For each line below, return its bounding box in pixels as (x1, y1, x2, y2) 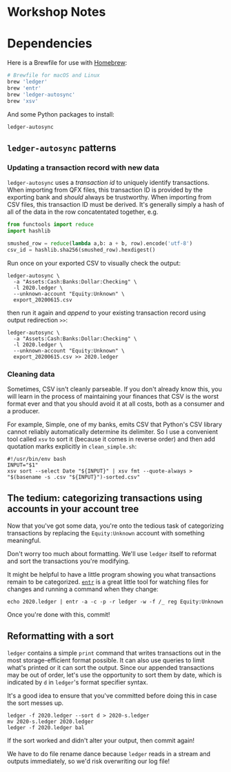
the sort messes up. (7, 698, 64, 707)
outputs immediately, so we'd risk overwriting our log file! (7, 757, 170, 765)
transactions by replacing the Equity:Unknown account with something (7, 528, 205, 537)
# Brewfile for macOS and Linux (7, 72, 100, 79)
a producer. (7, 406, 40, 415)
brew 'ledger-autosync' (7, 91, 76, 98)
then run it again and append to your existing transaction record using (7, 308, 206, 317)
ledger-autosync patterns (7, 142, 117, 154)
